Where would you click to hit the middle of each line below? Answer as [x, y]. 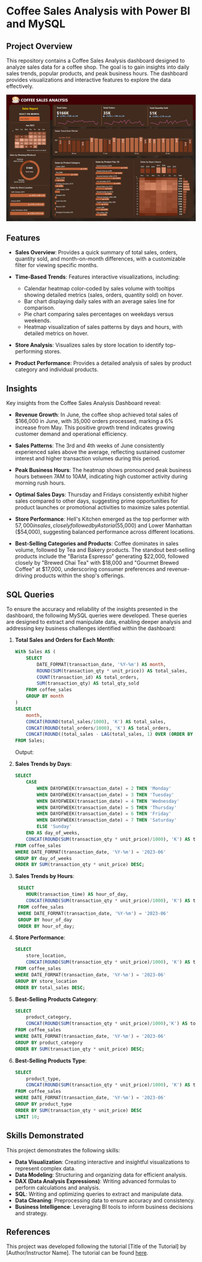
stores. [53, 351]
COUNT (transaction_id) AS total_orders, [88, 677]
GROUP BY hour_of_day [45, 920]
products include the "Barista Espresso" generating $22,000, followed [102, 556]
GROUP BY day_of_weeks [43, 858]
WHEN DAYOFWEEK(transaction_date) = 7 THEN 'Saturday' [107, 820]
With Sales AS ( [35, 652]
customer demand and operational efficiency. [71, 434]
